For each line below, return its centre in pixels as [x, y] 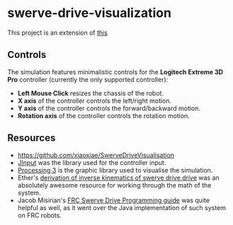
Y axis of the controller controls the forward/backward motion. [109, 108]
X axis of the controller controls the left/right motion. [95, 100]
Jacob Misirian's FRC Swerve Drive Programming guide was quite [114, 200]
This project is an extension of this [58, 33]
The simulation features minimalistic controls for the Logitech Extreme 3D [115, 71]
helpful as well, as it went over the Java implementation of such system [122, 207]
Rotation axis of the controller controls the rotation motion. [103, 115]
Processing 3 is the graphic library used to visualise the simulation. [115, 170]
